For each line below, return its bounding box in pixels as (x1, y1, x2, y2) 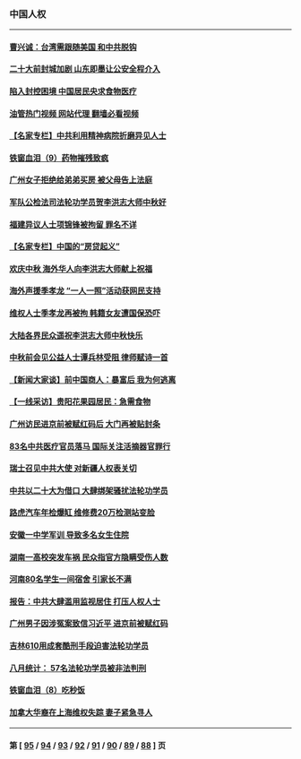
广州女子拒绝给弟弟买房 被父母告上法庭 (9, 175, 153, 185)
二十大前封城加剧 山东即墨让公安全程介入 (9, 64, 161, 74)
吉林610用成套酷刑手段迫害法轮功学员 (9, 640, 150, 651)
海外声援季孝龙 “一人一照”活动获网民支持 (9, 285, 161, 297)
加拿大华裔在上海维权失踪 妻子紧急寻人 (9, 706, 153, 718)
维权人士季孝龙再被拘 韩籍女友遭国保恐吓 (9, 307, 161, 319)
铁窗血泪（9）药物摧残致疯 (9, 152, 109, 163)
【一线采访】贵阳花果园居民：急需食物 (9, 396, 150, 407)
